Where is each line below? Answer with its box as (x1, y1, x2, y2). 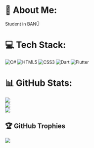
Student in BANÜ (5, 21, 40, 27)
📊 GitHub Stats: (5, 77, 73, 89)
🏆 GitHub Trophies (5, 122, 66, 131)
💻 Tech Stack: (5, 39, 66, 51)
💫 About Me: (5, 4, 57, 16)
